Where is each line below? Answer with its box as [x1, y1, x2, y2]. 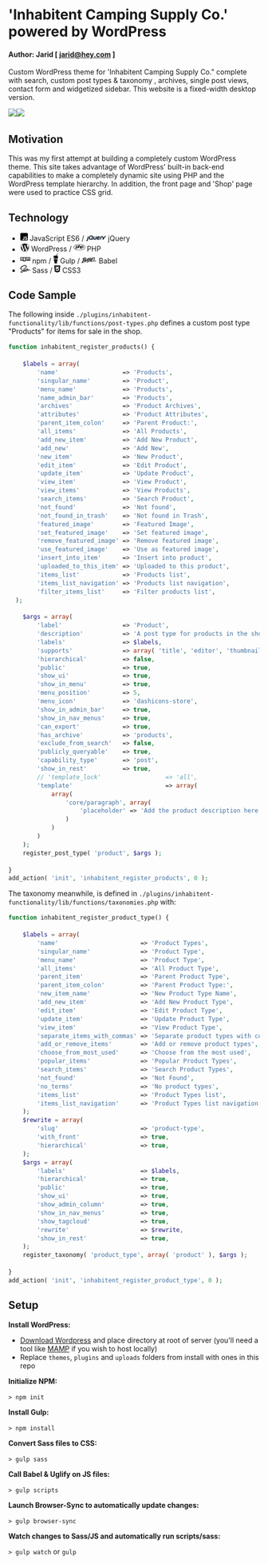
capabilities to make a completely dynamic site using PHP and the [8, 170, 225, 181]
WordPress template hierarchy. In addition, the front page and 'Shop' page [8, 179, 253, 189]
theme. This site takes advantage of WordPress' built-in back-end [8, 162, 225, 172]
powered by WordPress [8, 22, 167, 41]
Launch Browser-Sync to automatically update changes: [8, 1500, 199, 1510]
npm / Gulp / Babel [31, 256, 118, 265]
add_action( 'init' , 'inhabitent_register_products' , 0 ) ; [8, 874, 209, 883]
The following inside [8, 309, 75, 319]
